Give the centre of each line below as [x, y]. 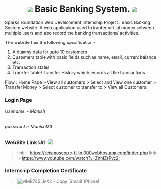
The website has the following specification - [50, 42]
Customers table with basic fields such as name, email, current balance [84, 57]
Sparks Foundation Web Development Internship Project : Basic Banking [78, 22]
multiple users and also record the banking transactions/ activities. [72, 33]
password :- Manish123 [29, 127]
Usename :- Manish [25, 111]
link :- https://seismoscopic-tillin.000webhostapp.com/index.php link [87, 153]
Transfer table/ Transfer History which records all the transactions [79, 72]
